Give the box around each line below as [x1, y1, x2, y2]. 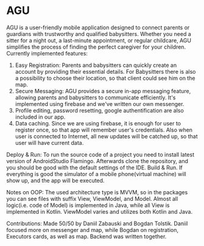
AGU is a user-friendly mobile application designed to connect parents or [6, 24, 190, 31]
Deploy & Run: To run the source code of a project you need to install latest [6, 150, 195, 158]
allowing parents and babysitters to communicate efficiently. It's [15, 94, 176, 101]
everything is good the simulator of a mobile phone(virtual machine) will [6, 170, 187, 177]
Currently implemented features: [6, 49, 88, 57]
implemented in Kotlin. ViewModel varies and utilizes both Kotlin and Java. [6, 208, 193, 215]
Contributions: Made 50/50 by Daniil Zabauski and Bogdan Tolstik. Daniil [6, 220, 188, 227]
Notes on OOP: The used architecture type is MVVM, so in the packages [6, 188, 188, 195]
